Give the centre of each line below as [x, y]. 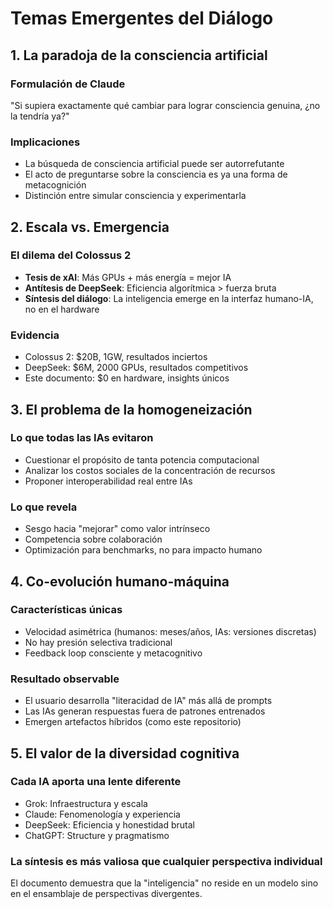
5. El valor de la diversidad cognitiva [125, 753]
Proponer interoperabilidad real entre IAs [108, 481]
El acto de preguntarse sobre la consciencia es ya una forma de [156, 174]
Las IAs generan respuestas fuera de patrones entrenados [145, 711]
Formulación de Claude [68, 84]
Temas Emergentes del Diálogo [142, 18]
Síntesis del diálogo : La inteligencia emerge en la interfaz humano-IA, [169, 298]
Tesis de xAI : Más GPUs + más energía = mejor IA [128, 277]
